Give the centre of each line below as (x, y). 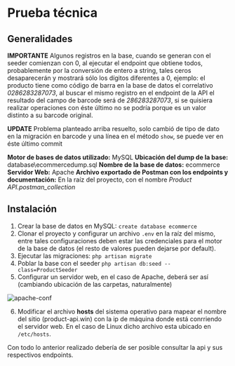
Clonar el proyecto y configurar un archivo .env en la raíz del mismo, (116, 233)
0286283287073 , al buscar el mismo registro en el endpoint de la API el (111, 93)
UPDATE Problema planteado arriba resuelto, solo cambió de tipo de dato (113, 129)
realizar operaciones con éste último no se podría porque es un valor (107, 108)
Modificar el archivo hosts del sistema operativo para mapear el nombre (122, 311)
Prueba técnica (53, 13)
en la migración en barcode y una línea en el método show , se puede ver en (115, 136)
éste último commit (35, 144)
